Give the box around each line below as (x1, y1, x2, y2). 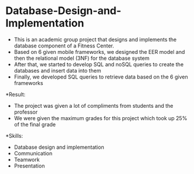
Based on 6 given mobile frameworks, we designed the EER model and (13, 48, 185, 55)
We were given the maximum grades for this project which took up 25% (13, 114, 188, 121)
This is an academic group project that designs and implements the (13, 36, 177, 43)
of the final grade (13, 121, 56, 128)
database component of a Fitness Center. (13, 42, 115, 49)
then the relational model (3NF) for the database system (13, 54, 150, 62)
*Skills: (5, 132, 23, 139)
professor (13, 108, 38, 115)
